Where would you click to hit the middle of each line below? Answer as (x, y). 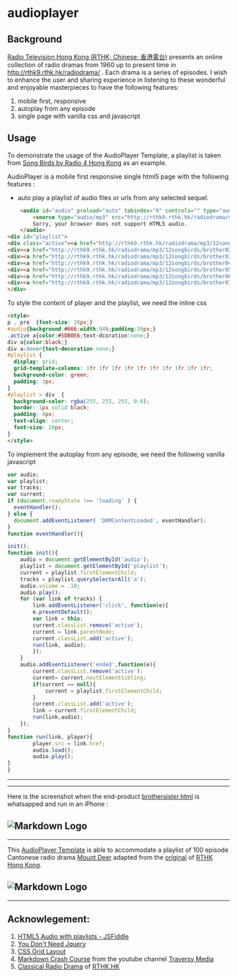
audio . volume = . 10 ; (50, 586)
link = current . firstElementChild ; (85, 711)
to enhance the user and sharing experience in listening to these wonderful (116, 80)
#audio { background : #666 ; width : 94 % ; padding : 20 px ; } (82, 329)
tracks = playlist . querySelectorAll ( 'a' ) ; (83, 579)
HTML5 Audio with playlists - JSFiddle (73, 936)
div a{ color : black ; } (38, 342)
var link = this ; (58, 619)
